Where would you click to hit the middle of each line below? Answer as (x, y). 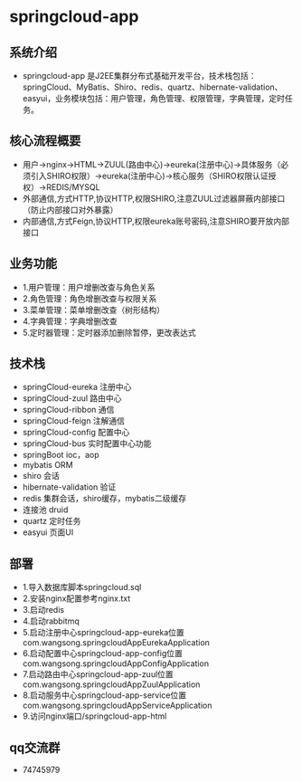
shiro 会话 (41, 476)
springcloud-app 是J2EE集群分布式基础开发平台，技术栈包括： (139, 76)
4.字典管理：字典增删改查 (70, 321)
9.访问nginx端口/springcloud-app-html (94, 716)
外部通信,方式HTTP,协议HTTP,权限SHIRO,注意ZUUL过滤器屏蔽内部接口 (154, 198)
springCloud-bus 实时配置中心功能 (87, 443)
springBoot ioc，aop (61, 455)
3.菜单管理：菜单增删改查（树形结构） (94, 310)
